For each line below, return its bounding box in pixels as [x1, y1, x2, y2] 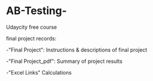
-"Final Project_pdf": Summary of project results [6, 58, 123, 65]
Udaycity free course [6, 23, 57, 31]
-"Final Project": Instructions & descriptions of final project [6, 46, 148, 53]
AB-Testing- [6, 4, 67, 18]
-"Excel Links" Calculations [6, 69, 72, 76]
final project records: [6, 35, 57, 42]
